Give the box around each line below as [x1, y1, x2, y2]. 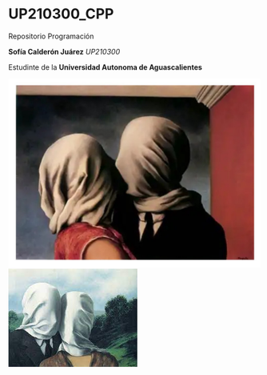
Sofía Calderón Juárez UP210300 [8, 46, 121, 56]
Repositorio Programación [8, 31, 94, 41]
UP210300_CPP [8, 5, 114, 23]
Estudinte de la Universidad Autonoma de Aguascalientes [8, 62, 202, 72]
